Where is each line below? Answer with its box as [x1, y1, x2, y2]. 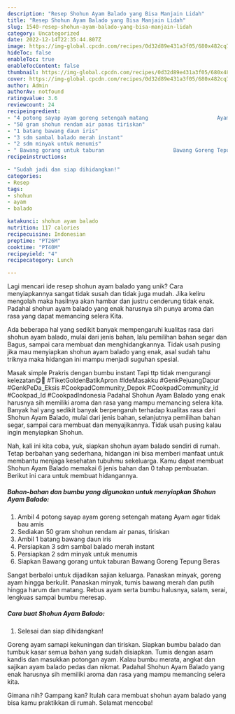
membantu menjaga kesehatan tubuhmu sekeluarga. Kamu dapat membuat [7, 456, 224, 465]
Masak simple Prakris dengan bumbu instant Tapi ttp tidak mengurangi [7, 369, 211, 377]
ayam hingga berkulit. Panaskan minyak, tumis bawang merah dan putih [7, 578, 215, 587]
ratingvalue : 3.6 [7, 95, 58, 102]
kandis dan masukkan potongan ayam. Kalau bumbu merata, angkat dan [7, 655, 215, 664]
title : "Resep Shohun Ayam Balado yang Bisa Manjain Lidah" [7, 17, 187, 24]
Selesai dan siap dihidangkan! [17, 627, 104, 636]
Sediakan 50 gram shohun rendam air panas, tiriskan [17, 528, 170, 536]
